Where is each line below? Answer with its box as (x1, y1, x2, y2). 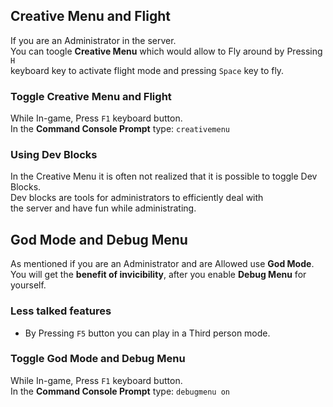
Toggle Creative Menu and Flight (10, 89, 172, 103)
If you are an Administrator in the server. (10, 34, 177, 46)
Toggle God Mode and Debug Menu (10, 352, 186, 366)
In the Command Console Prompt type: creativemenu (10, 123, 230, 135)
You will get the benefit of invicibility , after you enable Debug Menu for (10, 269, 307, 281)
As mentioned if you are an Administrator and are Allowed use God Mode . (10, 258, 315, 270)
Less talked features (10, 304, 112, 318)
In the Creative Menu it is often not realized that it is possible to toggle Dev (10, 170, 318, 183)
